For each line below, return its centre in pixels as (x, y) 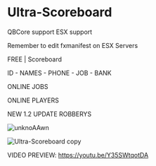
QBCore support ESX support (50, 32)
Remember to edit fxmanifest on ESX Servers (73, 45)
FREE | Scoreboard (34, 59)
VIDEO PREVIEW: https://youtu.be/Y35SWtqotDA (78, 155)
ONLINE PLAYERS (33, 100)
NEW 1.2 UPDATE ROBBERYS (50, 114)
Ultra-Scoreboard (60, 12)
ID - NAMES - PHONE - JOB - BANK (60, 73)
